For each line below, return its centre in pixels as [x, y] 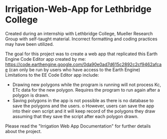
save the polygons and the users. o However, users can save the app [83, 106]
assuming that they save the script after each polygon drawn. [75, 116]
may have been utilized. [29, 44]
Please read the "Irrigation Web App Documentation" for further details [78, 126]
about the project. [23, 131]
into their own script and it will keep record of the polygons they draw [84, 111]
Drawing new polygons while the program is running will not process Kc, [86, 84]
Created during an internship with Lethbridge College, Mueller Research [79, 33]
